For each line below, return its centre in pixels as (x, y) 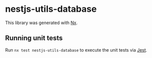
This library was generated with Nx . (41, 23)
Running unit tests (34, 38)
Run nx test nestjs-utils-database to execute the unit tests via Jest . (76, 50)
